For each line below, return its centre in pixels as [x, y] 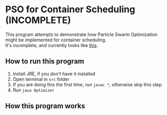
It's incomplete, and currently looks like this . [52, 45]
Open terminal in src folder [41, 79]
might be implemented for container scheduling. [56, 40]
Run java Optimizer [33, 90]
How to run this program [45, 62]
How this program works [45, 106]
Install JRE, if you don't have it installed [54, 74]
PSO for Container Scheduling [70, 9]
